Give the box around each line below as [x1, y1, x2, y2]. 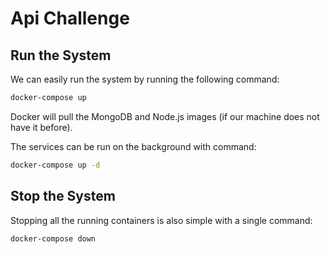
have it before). [10, 121, 73, 133]
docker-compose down [10, 233, 97, 244]
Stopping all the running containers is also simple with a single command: [10, 214, 313, 226]
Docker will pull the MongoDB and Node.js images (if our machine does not [10, 110, 320, 122]
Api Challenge [10, 7, 130, 30]
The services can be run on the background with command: [10, 140, 257, 152]
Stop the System [10, 188, 116, 205]
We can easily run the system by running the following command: [10, 73, 280, 85]
